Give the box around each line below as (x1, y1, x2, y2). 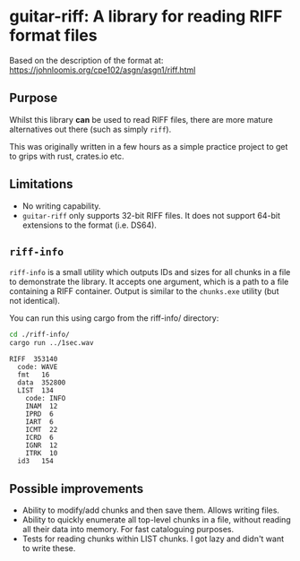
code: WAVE (17, 363, 58, 372)
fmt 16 (17, 370, 50, 380)
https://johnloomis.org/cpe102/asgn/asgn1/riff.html (9, 65, 196, 75)
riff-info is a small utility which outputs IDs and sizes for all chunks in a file (9, 267, 291, 278)
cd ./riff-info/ (9, 330, 70, 340)
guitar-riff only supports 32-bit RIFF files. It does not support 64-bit (21, 210, 280, 220)
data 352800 (17, 378, 66, 387)
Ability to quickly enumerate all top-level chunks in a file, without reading (21, 514, 291, 525)
